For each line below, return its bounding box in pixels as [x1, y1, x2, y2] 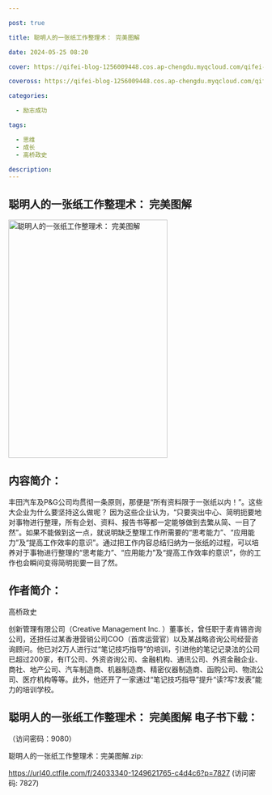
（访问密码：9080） [8, 734, 77, 743]
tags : [8, 121, 27, 129]
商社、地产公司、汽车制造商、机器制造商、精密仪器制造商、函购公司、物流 [8, 664, 257, 674]
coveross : [8, 78, 42, 86]
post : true [8, 19, 45, 27]
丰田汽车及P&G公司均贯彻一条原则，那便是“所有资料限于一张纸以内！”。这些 [8, 497, 263, 506]
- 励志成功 [15, 107, 48, 115]
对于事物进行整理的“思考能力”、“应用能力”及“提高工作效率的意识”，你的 [15, 548, 254, 557]
